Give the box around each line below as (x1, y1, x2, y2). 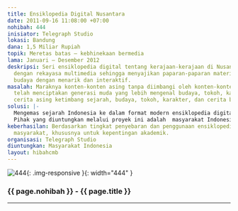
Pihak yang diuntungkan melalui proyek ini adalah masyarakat (13, 116, 204, 123)
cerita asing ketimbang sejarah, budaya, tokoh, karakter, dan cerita (13, 97, 227, 104)
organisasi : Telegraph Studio (7, 136, 97, 143)
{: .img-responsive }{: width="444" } (26, 168, 133, 177)
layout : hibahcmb (7, 149, 59, 156)
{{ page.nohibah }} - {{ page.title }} (7, 186, 131, 196)
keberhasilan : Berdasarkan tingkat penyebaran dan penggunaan (7, 122, 195, 130)
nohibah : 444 (7, 23, 46, 31)
